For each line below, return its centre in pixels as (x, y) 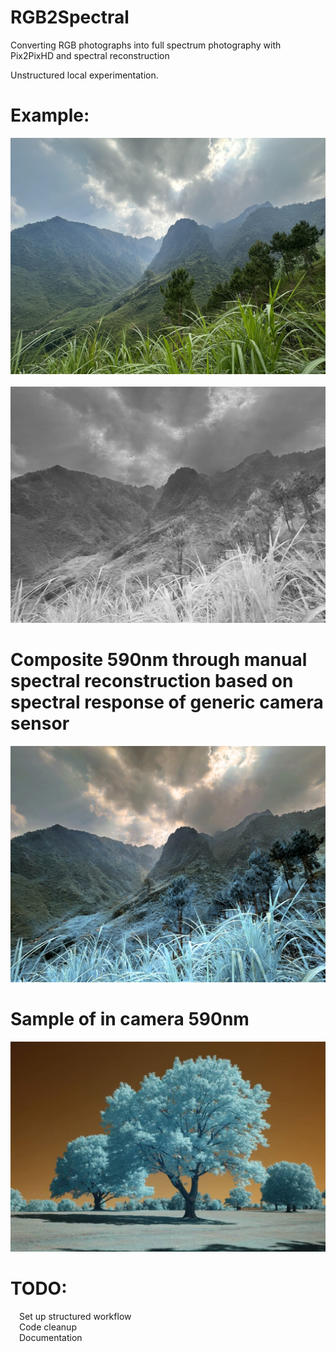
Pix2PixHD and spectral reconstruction (90, 55)
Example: (50, 115)
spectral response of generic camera (167, 702)
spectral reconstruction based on (152, 681)
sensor (40, 723)
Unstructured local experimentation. (84, 75)
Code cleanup (48, 1327)
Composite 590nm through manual (159, 660)
